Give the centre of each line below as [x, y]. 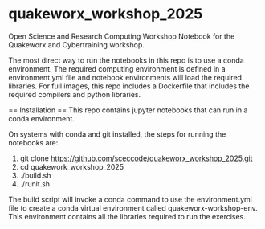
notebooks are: [33, 142]
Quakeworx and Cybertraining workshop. [76, 44]
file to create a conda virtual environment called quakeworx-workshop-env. [133, 208]
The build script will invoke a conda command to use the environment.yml [130, 199]
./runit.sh [35, 184]
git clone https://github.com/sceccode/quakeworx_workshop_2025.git [136, 158]
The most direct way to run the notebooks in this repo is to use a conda [126, 60]
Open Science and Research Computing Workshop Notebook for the [122, 36]
